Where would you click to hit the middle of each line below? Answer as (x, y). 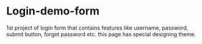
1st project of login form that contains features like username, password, (97, 28)
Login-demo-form (53, 11)
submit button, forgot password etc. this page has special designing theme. (101, 34)
